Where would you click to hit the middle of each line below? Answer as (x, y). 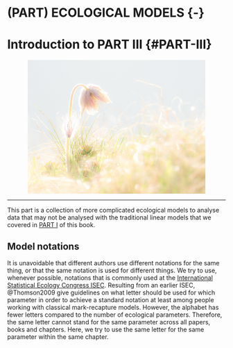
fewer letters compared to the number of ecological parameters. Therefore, (115, 315)
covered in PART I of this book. (51, 224)
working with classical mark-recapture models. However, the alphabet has (113, 308)
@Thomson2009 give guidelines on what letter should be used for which (111, 292)
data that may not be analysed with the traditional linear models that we (109, 217)
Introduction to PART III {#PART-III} (110, 45)
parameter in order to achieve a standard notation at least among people (111, 300)
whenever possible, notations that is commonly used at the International (110, 278)
